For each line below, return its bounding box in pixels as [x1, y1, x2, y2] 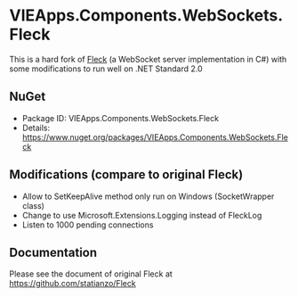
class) [21, 200, 44, 210]
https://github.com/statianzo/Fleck [9, 278, 136, 289]
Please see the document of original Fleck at [9, 268, 173, 279]
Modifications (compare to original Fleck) [9, 167, 244, 183]
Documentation [9, 244, 98, 260]
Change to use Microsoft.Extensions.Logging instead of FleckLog [21, 210, 262, 220]
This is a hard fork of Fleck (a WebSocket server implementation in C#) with [9, 54, 287, 64]
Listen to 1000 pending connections [21, 219, 154, 230]
